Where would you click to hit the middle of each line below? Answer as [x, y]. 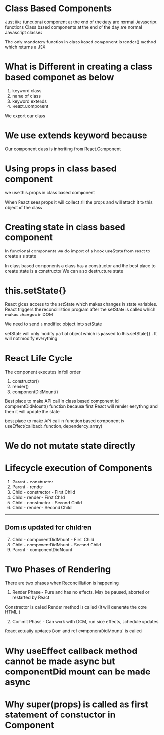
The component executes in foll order [43, 372]
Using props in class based [61, 168]
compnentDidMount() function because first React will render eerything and [81, 406]
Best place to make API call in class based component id [62, 401]
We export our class [25, 116]
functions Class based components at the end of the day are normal [74, 27]
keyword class [27, 90]
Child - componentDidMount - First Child [53, 539]
